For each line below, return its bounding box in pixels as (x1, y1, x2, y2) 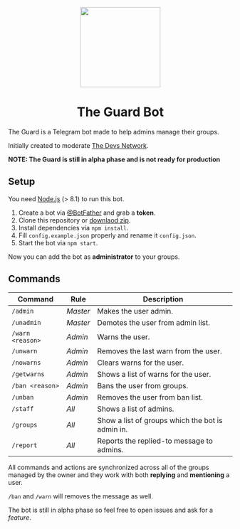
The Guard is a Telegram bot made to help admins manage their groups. (8, 127, 219, 136)
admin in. (97, 424, 128, 434)
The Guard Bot (76, 104, 165, 120)
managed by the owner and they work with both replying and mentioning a (8, 470, 230, 479)
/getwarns (11, 370, 45, 378)
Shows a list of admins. (97, 404, 174, 414)
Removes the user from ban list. (97, 392, 204, 402)
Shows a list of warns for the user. (97, 369, 212, 379)
